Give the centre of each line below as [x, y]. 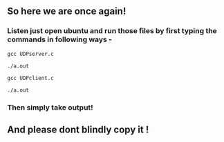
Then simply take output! [50, 108]
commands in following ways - [60, 39]
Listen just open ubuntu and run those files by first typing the [112, 31]
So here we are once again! [67, 11]
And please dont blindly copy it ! [78, 130]
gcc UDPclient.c [30, 78]
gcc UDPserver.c [30, 54]
